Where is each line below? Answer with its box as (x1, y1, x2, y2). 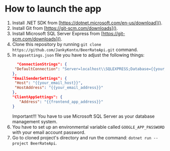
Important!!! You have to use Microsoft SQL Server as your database (12, 113, 155, 119)
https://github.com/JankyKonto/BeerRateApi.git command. (12, 46, 138, 53)
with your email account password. (12, 129, 86, 135)
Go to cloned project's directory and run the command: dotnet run (12, 134, 152, 140)
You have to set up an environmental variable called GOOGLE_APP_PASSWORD (12, 124, 165, 130)
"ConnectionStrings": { (17, 62, 67, 67)
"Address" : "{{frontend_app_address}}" (19, 99, 104, 104)
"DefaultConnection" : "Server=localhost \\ (14, 66, 106, 71)
